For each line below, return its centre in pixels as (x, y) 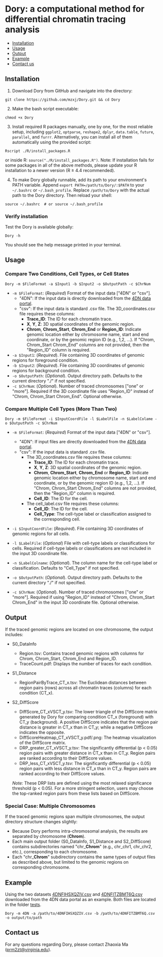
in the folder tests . (23, 905)
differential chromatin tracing (65, 19)
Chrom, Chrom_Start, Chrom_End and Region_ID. (68, 658)
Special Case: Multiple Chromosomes (50, 806)
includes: (14, 634)
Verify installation (26, 216)
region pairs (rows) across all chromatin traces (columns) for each (85, 687)
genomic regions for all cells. (41, 534)
